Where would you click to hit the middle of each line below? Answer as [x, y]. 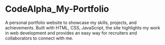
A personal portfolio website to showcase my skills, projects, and [71, 22]
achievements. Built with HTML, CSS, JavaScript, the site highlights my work [83, 27]
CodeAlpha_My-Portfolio [57, 9]
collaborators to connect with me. [39, 38]
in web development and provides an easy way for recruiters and [71, 33]
